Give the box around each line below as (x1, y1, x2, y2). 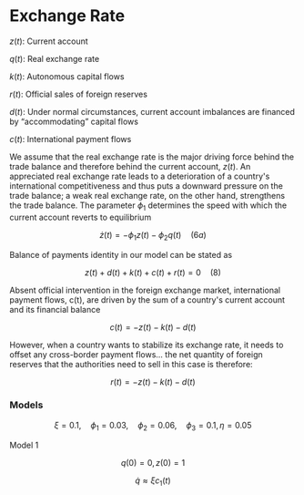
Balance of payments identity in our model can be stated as (9, 249, 233, 260)
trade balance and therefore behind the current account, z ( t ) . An (9, 160, 251, 171)
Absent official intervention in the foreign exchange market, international (9, 284, 280, 295)
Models (9, 398, 44, 411)
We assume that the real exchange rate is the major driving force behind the (9, 151, 294, 162)
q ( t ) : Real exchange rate (9, 53, 100, 64)
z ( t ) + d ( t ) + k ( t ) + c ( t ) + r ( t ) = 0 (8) (85, 266, 221, 278)
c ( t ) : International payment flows (9, 133, 132, 144)
